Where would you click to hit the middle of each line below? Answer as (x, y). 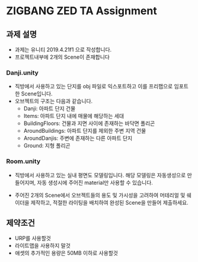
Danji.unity (22, 72)
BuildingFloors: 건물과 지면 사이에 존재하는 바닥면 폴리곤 (89, 123)
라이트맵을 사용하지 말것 (43, 246)
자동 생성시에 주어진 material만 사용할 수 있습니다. (95, 183)
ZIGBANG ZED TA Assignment (82, 11)
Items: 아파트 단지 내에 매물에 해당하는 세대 (74, 116)
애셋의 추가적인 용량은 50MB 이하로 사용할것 (66, 253)
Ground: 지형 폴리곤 (47, 146)
